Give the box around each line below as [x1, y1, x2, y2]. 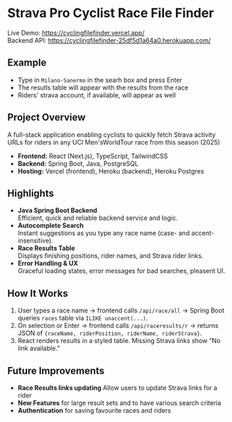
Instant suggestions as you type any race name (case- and [17, 229, 190, 238]
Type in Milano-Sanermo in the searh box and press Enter [17, 75, 183, 84]
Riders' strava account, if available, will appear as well [17, 90, 176, 99]
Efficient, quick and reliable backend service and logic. [17, 213, 178, 222]
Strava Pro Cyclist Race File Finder [7, 5, 214, 21]
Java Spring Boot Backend [17, 206, 98, 215]
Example [7, 57, 47, 69]
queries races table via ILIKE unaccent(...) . [17, 314, 148, 322]
